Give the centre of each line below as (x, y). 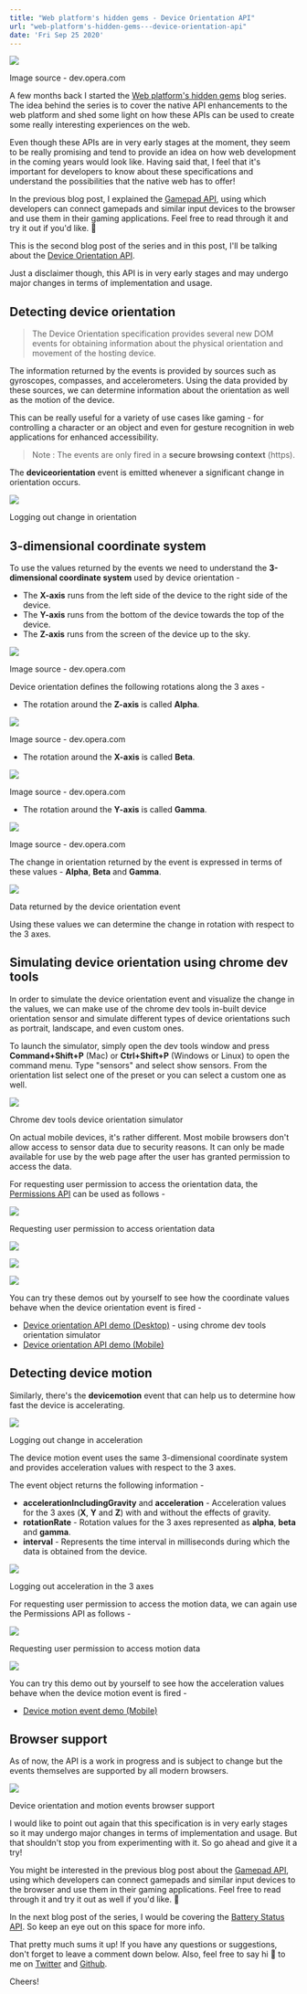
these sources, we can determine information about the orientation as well (149, 390)
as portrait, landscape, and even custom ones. (97, 1028)
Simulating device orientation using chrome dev (149, 963)
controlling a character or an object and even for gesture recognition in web (152, 428)
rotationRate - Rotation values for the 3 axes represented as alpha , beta (159, 1522)
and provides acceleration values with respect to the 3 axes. (123, 1467)
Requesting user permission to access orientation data (112, 1228)
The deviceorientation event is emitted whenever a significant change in (147, 472)
